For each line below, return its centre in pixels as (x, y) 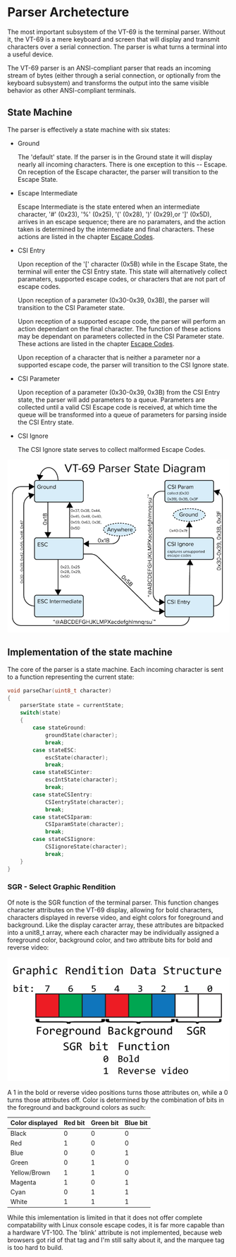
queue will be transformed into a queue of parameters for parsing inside (122, 415)
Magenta (23, 1182)
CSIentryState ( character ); (85, 802)
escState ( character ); (77, 758)
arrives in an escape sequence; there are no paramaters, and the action (121, 221)
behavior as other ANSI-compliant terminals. (72, 90)
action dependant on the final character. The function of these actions (119, 329)
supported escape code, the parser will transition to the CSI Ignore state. (123, 364)
